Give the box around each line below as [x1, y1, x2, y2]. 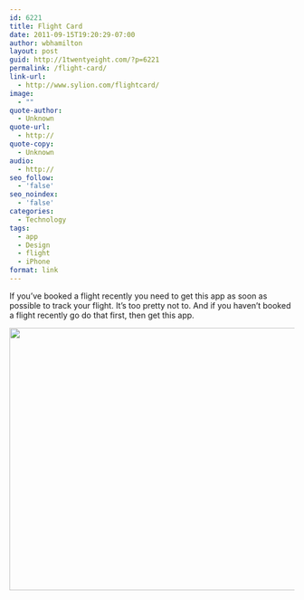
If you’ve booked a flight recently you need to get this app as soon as [9, 290, 268, 301]
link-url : [9, 72, 47, 81]
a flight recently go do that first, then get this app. [9, 310, 195, 320]
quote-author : [9, 106, 63, 115]
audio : [9, 156, 34, 166]
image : [9, 89, 34, 98]
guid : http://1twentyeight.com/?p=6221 [9, 55, 160, 64]
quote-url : [9, 123, 51, 132]
